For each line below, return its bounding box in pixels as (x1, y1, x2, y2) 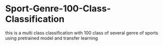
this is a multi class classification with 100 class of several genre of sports (5, 30, 158, 36)
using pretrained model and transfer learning (5, 35, 98, 41)
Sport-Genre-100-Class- (5, 3, 111, 14)
